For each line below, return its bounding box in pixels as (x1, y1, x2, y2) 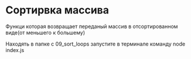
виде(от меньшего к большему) (5, 29, 86, 36)
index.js (5, 46, 25, 53)
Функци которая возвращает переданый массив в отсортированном (5, 23, 178, 30)
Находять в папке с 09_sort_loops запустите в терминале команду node (5, 40, 186, 47)
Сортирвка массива (5, 4, 110, 17)
